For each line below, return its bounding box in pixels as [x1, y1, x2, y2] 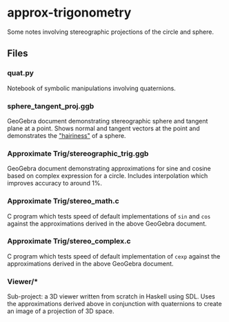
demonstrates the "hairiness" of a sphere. [7, 131, 126, 139]
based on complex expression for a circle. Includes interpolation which [7, 172, 208, 180]
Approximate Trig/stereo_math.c [7, 197, 119, 206]
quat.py [7, 68, 34, 78]
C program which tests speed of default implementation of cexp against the [7, 252, 221, 260]
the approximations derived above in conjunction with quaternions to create [7, 300, 222, 308]
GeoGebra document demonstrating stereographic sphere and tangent [7, 117, 208, 125]
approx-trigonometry [7, 5, 132, 21]
